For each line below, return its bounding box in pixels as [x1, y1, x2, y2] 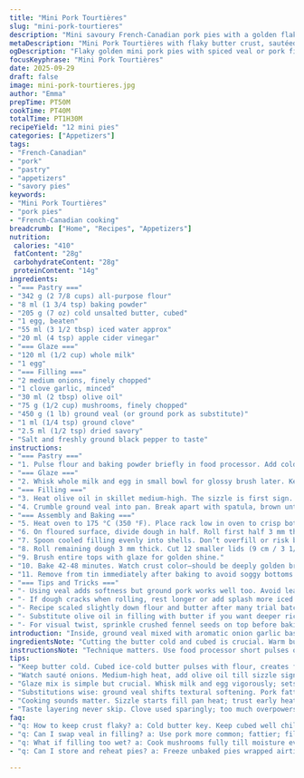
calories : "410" [13, 241, 75, 250]
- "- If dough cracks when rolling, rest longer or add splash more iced [9, 595, 294, 604]
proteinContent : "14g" [13, 267, 100, 276]
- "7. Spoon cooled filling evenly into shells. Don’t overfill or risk [9, 536, 290, 545]
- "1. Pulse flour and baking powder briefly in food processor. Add [9, 460, 278, 470]
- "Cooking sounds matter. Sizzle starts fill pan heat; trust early [9, 695, 278, 705]
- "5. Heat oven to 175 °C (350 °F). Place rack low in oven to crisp [9, 519, 281, 529]
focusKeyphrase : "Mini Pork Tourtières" [9, 55, 165, 64]
